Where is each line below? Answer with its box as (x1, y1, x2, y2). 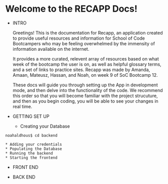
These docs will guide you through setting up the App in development (12, 82, 158, 88)
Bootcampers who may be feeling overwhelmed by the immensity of (12, 40, 155, 46)
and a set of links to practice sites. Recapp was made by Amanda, (12, 67, 150, 73)
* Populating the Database (5, 146, 62, 151)
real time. (12, 103, 32, 109)
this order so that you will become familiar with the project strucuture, (12, 93, 158, 99)
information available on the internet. (12, 46, 90, 52)
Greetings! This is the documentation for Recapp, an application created (12, 29, 163, 36)
